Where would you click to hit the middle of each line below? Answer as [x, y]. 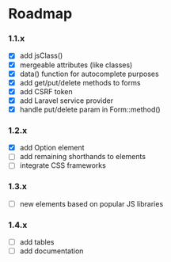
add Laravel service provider [66, 101]
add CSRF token [46, 91]
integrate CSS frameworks [63, 165]
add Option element [52, 148]
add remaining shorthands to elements [83, 157]
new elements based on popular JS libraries [91, 203]
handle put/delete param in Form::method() [90, 109]
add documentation [51, 251]
